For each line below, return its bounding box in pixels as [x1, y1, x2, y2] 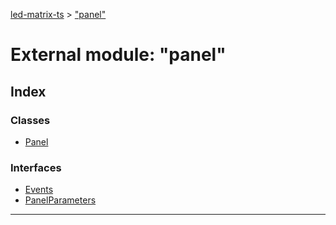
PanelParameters [24, 194, 97, 206]
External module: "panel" [10, 44, 227, 66]
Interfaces [10, 160, 62, 174]
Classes [10, 113, 51, 127]
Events [24, 184, 54, 196]
